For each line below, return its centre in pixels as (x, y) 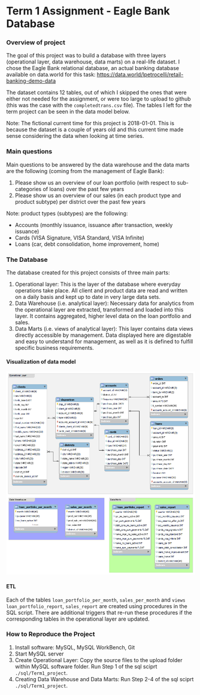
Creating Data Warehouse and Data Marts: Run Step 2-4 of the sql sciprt (104, 679)
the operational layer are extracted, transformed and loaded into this (99, 310)
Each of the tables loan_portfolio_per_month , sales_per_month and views (96, 600)
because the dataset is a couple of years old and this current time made (95, 129)
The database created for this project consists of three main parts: (88, 273)
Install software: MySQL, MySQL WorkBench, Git (75, 647)
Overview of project (36, 43)
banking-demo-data (31, 81)
